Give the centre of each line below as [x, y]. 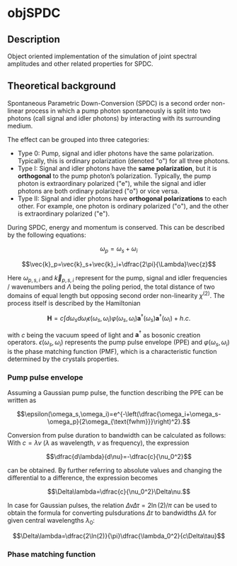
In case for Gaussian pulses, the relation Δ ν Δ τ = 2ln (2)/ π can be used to [112, 506]
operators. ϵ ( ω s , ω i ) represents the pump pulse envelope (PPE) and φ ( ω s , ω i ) [118, 343]
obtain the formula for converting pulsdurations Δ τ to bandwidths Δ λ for [112, 513]
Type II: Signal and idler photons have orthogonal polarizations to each [122, 198]
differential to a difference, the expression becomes [82, 478]
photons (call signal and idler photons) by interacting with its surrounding [114, 118]
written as [22, 400]
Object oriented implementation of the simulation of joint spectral [102, 56]
